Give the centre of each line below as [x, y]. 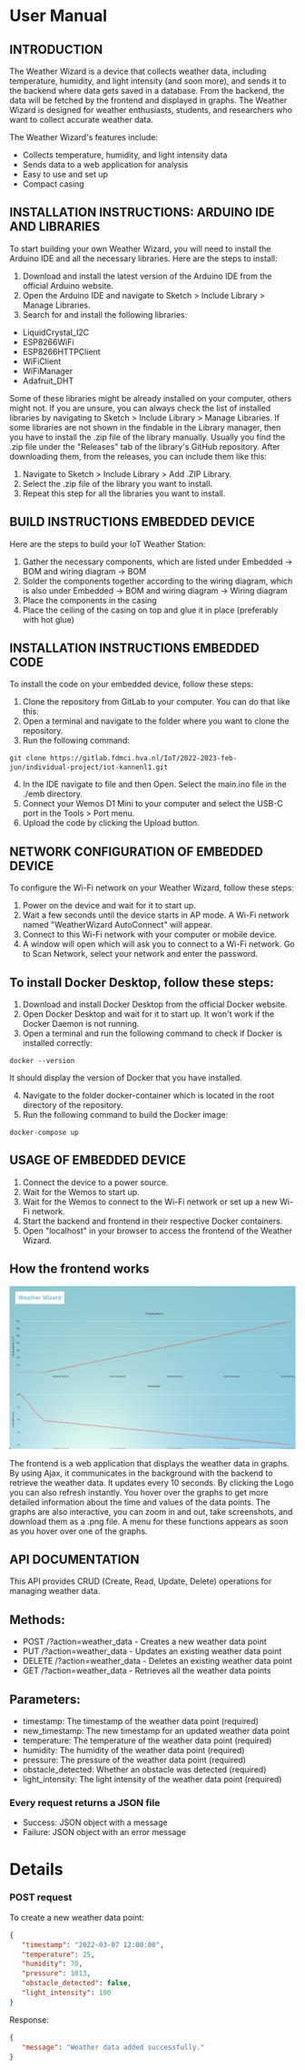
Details [36, 1869]
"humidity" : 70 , [52, 1964]
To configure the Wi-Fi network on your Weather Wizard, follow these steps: [152, 888]
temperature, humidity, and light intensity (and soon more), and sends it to [148, 81]
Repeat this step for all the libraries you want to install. [124, 493]
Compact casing [53, 184]
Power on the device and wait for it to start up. [109, 906]
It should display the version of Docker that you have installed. [126, 1078]
